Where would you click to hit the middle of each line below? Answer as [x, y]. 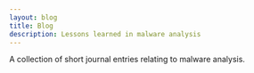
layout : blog [33, 17]
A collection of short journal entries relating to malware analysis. [127, 60]
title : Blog [31, 26]
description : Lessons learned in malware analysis [105, 34]
